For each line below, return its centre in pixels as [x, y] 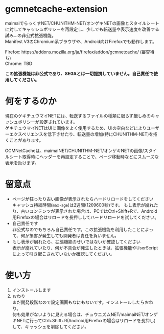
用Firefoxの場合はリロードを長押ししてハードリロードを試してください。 [85, 217]
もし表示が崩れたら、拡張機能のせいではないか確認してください [76, 242]
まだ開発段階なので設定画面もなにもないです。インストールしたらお [81, 302]
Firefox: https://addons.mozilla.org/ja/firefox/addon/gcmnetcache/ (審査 [78, 52]
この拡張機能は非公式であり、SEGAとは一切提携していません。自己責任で [79, 73]
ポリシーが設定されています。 [48, 122]
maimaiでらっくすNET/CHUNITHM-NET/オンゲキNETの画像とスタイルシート [82, 23]
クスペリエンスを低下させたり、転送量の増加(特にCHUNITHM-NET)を [83, 134]
